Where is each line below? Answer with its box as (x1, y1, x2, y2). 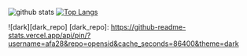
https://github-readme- (110, 23, 186, 31)
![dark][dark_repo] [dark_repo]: (8, 23, 109, 31)
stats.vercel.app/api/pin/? (8, 31, 91, 40)
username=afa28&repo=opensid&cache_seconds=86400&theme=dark (8, 39, 239, 48)
